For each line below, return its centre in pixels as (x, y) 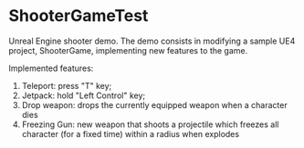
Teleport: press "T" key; (67, 85)
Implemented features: (51, 68)
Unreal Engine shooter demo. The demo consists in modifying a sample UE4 (152, 41)
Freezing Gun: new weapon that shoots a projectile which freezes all (150, 124)
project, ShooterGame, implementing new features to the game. (128, 50)
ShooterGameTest (79, 16)
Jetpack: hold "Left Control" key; (84, 95)
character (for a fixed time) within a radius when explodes (130, 133)
